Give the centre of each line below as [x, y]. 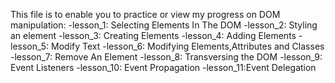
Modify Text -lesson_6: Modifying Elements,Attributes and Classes [188, 46]
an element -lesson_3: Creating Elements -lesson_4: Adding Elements [153, 35]
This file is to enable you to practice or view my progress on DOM [145, 14]
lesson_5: [30, 46]
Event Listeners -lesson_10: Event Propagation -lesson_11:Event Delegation [163, 67]
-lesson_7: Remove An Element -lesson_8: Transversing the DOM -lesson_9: [166, 57]
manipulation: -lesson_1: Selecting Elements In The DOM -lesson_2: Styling [164, 25]
